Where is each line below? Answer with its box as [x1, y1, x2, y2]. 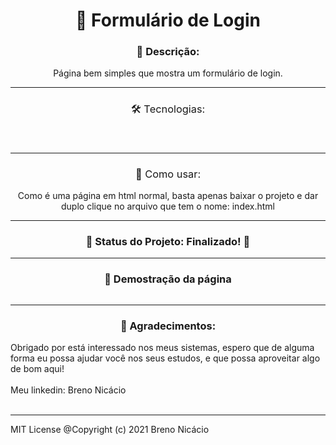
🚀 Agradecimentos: [119, 319, 217, 333]
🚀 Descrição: [136, 45, 200, 59]
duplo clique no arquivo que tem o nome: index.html [61, 200, 275, 213]
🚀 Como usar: [134, 167, 202, 181]
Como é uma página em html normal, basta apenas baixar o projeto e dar [17, 190, 319, 202]
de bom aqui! [10, 362, 65, 374]
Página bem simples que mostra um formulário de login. [53, 67, 283, 79]
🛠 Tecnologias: [130, 102, 206, 116]
